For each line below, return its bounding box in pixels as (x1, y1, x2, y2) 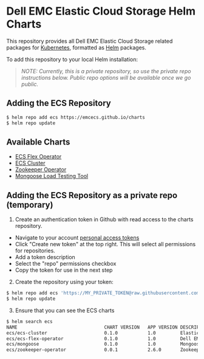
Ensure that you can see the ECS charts (15, 307, 115, 314)
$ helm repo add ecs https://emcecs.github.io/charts (6, 114, 146, 120)
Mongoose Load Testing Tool (15, 172, 89, 180)
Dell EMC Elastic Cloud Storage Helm (6, 4, 196, 18)
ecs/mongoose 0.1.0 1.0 (6, 341, 156, 347)
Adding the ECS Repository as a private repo (6, 190, 178, 201)
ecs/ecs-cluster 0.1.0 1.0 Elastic (6, 330, 200, 336)
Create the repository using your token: (15, 279, 114, 286)
